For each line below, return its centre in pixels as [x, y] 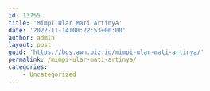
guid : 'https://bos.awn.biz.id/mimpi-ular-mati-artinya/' [106, 52]
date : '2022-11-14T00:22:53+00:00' [67, 30]
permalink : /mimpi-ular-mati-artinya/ [72, 60]
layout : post [30, 45]
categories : [28, 67]
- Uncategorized [50, 74]
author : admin [32, 38]
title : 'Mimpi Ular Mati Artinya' [66, 23]
